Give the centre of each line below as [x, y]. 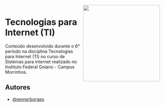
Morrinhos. [16, 72]
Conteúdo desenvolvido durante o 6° [42, 46]
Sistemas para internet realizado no [41, 62]
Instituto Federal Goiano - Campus [40, 67]
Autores [18, 87]
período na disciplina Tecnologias [39, 51]
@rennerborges [28, 99]
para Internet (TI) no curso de [35, 56]
